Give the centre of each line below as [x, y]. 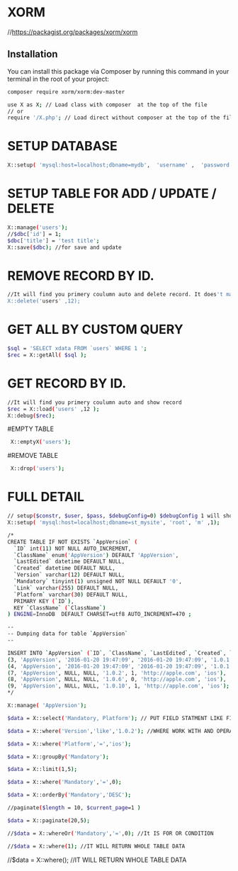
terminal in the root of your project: [58, 79]
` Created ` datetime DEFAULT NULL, [64, 568]
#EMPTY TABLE [31, 429]
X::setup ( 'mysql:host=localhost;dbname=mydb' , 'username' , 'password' [120, 165]
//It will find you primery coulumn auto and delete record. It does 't [115, 295]
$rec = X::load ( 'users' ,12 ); [53, 409]
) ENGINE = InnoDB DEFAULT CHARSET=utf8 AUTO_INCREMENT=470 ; [100, 614]
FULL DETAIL [46, 497]
